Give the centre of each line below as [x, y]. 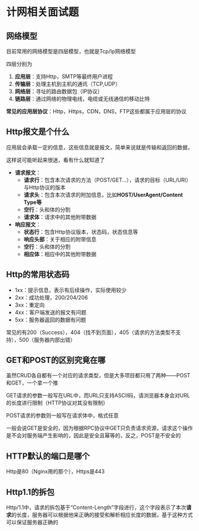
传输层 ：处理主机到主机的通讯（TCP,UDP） [68, 84]
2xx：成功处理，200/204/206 [51, 297]
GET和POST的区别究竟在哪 [56, 360]
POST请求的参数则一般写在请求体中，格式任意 [62, 415]
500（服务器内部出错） [47, 339]
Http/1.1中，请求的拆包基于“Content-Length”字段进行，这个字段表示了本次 [96, 507]
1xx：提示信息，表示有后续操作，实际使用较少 [70, 290]
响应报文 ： [28, 224]
